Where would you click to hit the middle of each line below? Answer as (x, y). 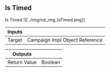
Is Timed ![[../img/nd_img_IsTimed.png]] (45, 19)
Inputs (15, 32)
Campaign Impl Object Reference (65, 40)
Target (15, 40)
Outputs (22, 54)
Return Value (22, 62)
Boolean (51, 62)
